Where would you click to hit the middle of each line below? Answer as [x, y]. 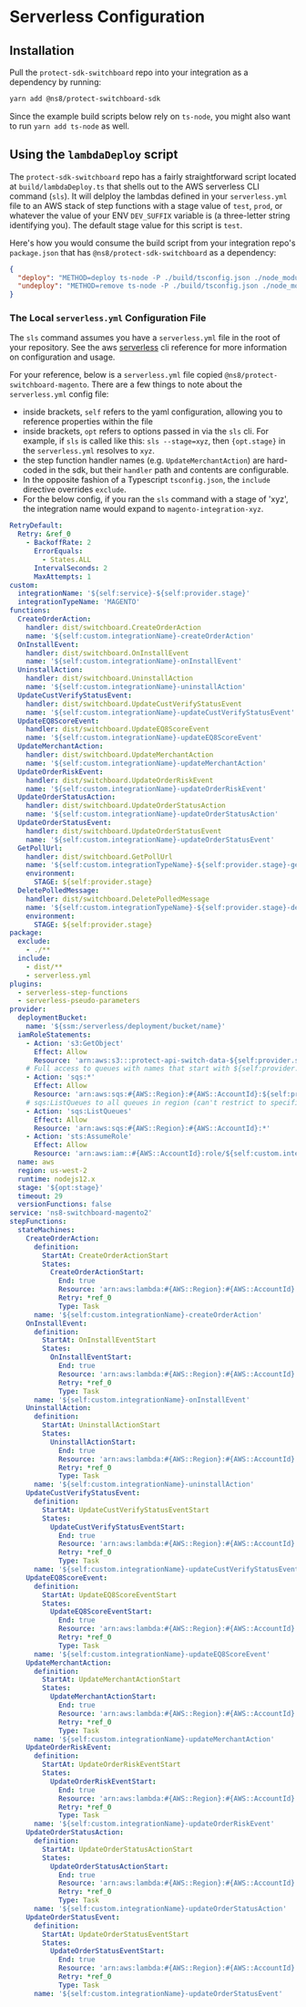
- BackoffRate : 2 [59, 543]
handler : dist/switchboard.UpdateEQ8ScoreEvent [117, 729]
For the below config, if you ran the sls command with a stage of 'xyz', [155, 499]
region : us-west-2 [53, 1170]
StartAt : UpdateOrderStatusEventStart [116, 1934]
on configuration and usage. [62, 357]
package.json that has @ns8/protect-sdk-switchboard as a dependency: [143, 252]
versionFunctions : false [65, 1205]
